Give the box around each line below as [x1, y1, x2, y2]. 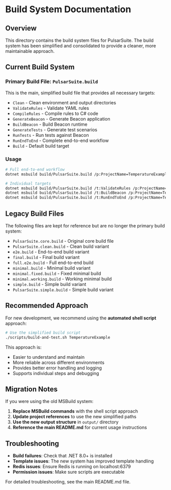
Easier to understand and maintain [12, 354, 85, 360]
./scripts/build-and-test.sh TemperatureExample [5, 335, 110, 340]
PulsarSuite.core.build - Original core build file [12, 238, 114, 244]
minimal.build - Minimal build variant [12, 265, 91, 271]
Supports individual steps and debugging [12, 370, 99, 376]
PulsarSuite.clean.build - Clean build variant [12, 243, 109, 250]
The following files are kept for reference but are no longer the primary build [5, 223, 165, 229]
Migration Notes [5, 385, 58, 393]
